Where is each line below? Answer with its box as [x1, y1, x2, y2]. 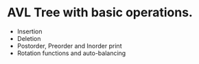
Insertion [16, 27, 43, 35]
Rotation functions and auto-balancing [16, 49, 126, 57]
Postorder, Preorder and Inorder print [16, 42, 122, 50]
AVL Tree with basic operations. [7, 5, 194, 20]
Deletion [16, 34, 41, 42]
